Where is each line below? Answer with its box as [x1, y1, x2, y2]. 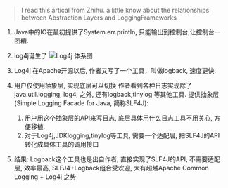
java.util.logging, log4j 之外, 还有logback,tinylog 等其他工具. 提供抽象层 [13, 90, 220, 98]
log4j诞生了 [13, 52, 48, 60]
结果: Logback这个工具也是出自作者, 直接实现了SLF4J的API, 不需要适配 [13, 155, 220, 163]
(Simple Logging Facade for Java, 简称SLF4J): [13, 99, 149, 107]
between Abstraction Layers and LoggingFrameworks [20, 13, 177, 22]
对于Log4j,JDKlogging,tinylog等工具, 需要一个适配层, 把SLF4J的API [24, 131, 220, 140]
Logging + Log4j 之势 [13, 173, 76, 181]
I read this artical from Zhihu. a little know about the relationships [20, 6, 210, 14]
